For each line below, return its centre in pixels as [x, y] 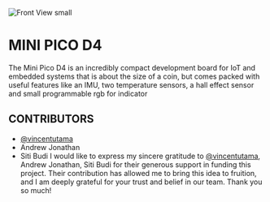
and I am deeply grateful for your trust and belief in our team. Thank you [141, 182]
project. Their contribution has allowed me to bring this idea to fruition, [139, 173]
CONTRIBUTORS [51, 119]
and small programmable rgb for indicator [78, 93]
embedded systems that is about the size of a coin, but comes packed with [134, 76]
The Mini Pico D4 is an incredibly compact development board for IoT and [132, 67]
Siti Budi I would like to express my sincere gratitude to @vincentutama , [140, 156]
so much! [36, 190]
